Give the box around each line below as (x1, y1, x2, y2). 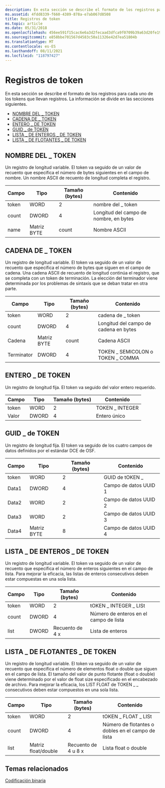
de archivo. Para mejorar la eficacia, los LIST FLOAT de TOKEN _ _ (5, 682, 138, 688)
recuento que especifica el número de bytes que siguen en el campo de (5, 265, 151, 271)
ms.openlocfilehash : (5, 30, 48, 35)
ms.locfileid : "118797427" (5, 53, 60, 58)
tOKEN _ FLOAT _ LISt (102, 713, 152, 720)
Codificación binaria (5, 778, 46, 783)
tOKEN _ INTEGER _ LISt (90, 602, 145, 609)
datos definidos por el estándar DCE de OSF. (5, 447, 96, 453)
